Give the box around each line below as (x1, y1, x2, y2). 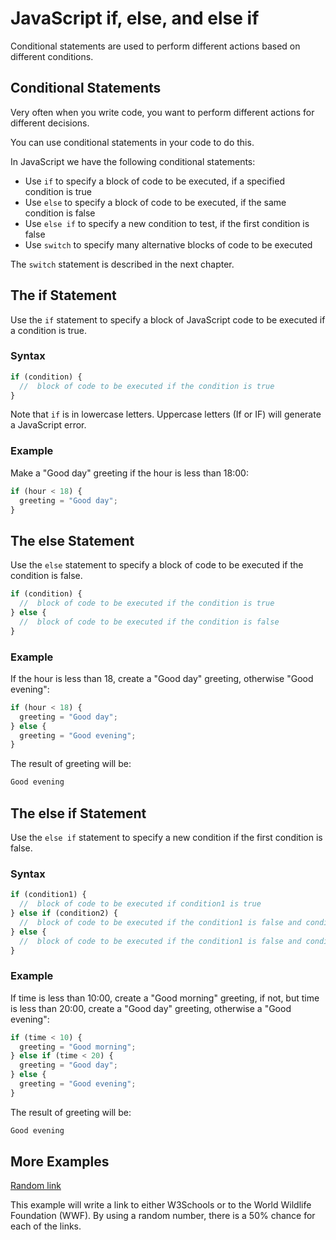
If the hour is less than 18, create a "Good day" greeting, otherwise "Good (10, 672, 314, 684)
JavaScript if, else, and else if (10, 7, 260, 30)
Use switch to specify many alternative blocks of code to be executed (24, 238, 313, 251)
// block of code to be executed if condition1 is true (19, 899, 262, 909)
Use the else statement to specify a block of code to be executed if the (10, 559, 304, 571)
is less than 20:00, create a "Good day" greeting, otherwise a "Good (10, 1002, 292, 1014)
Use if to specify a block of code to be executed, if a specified (24, 175, 285, 187)
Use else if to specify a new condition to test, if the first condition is (24, 217, 310, 229)
